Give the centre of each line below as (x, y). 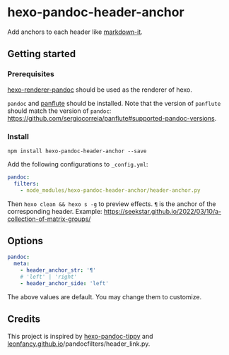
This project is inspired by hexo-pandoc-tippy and (80, 336)
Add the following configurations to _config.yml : (78, 164)
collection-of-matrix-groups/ (49, 219)
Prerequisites (31, 74)
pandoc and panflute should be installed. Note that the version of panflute (114, 103)
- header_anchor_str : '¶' (58, 270)
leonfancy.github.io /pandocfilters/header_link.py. (79, 344)
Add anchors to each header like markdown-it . (75, 32)
